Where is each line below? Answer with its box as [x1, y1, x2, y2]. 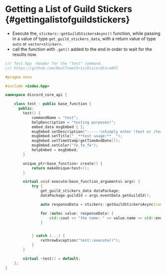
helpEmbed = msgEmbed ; [31, 148, 79, 153]
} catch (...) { [31, 233, 65, 238]
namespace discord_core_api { [5, 93, 68, 98]
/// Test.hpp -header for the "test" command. [5, 61, 103, 66]
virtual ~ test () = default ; [23, 256, 81, 261]
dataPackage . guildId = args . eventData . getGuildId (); [40, 193, 152, 198]
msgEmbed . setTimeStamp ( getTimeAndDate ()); [31, 138, 121, 143]
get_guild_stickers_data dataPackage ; [40, 188, 121, 194]
